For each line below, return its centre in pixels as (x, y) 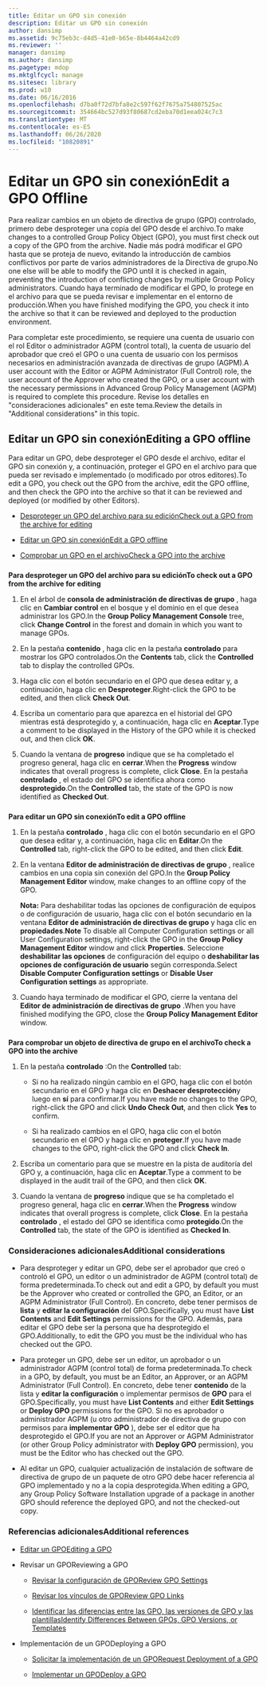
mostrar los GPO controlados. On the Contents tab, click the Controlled (136, 657)
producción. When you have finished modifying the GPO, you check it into (129, 305)
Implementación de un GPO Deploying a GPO (93, 1643)
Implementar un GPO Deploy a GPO (89, 1674)
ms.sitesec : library (43, 82)
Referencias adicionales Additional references (99, 1531)
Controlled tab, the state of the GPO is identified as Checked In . (125, 1231)
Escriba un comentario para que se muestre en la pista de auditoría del (136, 1164)
